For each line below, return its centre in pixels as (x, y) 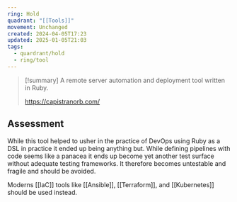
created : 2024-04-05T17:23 (47, 34)
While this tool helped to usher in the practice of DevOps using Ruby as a (114, 141)
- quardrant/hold (39, 54)
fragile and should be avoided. (52, 171)
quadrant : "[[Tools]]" (41, 21)
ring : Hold (23, 14)
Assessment (36, 124)
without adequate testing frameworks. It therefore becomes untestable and (117, 163)
